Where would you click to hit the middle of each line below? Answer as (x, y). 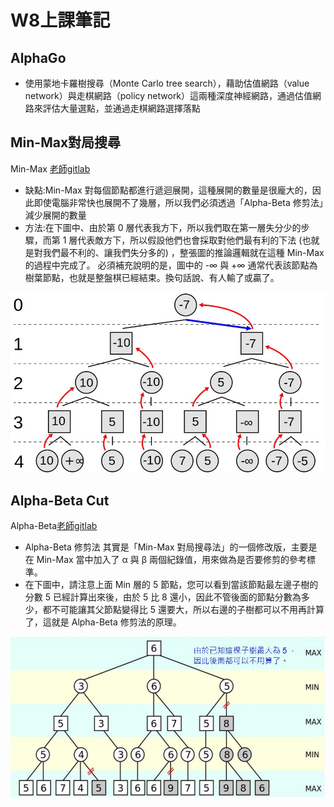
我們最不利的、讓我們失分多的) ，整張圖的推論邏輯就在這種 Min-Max (183, 252)
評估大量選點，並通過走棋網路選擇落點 (121, 108)
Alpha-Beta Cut (60, 500)
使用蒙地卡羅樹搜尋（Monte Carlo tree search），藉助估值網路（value (167, 83)
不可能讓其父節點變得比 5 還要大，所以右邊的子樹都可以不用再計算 (188, 610)
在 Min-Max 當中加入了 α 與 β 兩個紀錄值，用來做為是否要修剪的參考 (165, 560)
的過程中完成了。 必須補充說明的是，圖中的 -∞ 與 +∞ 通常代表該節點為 (171, 265)
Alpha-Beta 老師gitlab (54, 526)
